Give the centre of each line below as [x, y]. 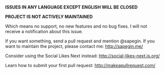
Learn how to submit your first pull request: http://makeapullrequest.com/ [80, 65]
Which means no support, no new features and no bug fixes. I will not [76, 26]
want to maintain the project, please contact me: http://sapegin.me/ [74, 46]
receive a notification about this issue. [44, 31]
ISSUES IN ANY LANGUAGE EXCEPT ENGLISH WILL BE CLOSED [72, 7]
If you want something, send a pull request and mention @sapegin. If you [80, 41]
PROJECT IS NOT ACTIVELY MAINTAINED [49, 17]
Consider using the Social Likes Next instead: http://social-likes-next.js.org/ [82, 56]
